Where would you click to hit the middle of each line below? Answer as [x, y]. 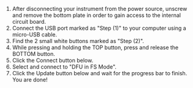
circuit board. [29, 22]
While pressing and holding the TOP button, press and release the [95, 47]
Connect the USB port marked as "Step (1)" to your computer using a [99, 28]
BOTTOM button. [33, 54]
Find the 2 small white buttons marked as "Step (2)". [78, 41]
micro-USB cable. [34, 35]
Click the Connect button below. [53, 60]
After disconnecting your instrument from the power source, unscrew [100, 9]
